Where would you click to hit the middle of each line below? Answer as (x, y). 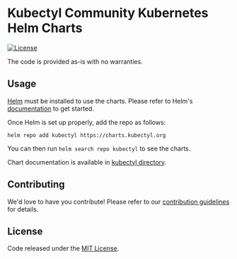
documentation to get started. (51, 109)
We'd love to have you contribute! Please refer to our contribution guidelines (118, 202)
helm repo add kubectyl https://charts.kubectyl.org (87, 135)
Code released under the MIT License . (63, 248)
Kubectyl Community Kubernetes (108, 13)
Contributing (36, 185)
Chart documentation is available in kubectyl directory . (87, 162)
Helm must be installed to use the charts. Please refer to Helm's (100, 101)
